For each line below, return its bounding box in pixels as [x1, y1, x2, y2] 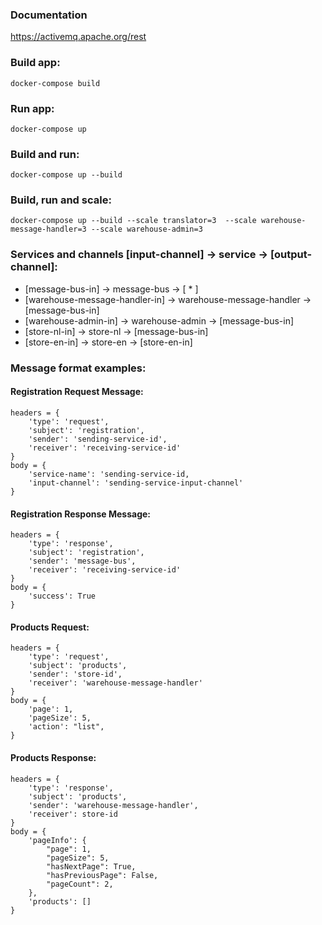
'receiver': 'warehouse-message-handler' [28, 678, 203, 688]
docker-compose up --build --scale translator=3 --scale [10, 216, 257, 226]
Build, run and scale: [10, 193, 112, 207]
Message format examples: [10, 361, 147, 375]
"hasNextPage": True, [46, 861, 137, 872]
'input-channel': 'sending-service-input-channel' [28, 478, 244, 488]
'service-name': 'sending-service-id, [28, 469, 190, 479]
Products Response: [10, 751, 97, 763]
